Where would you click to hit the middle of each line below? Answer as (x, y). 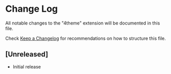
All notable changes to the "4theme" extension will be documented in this (83, 23)
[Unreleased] (27, 54)
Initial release (27, 66)
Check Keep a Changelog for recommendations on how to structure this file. (86, 38)
